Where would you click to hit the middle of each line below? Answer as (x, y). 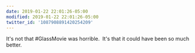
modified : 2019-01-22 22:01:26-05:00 (52, 17)
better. (14, 45)
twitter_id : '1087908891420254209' (50, 22)
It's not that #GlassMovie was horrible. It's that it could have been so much (98, 39)
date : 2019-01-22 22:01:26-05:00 (47, 11)
